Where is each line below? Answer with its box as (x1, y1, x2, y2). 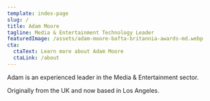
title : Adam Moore (7, 23, 60, 29)
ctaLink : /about (13, 55, 60, 61)
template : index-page (7, 10, 69, 17)
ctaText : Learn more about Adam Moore (13, 48, 124, 55)
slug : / (7, 16, 29, 23)
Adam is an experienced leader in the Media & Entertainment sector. (7, 73, 199, 81)
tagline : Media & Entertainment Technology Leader (7, 29, 155, 36)
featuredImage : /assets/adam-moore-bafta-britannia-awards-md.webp (7, 35, 204, 42)
